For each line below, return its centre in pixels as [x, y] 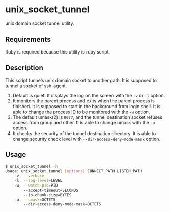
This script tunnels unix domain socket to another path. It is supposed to [81, 80]
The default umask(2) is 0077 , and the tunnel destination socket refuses [88, 117]
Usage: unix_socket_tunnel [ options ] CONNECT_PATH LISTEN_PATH [74, 171]
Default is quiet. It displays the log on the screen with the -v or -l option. [89, 95]
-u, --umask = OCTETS [35, 200]
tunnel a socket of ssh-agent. [36, 86]
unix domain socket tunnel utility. [40, 23]
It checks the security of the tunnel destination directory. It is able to [84, 133]
